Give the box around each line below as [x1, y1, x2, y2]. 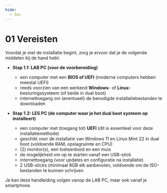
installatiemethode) [19, 130, 60, 137]
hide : [5, 7, 16, 12]
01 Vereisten [5, 33, 58, 45]
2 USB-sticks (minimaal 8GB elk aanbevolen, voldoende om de [19, 162, 149, 168]
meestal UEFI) [19, 80, 49, 86]
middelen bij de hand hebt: [5, 55, 60, 61]
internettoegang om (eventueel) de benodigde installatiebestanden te [19, 96, 163, 101]
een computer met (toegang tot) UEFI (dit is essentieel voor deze [19, 125, 154, 131]
